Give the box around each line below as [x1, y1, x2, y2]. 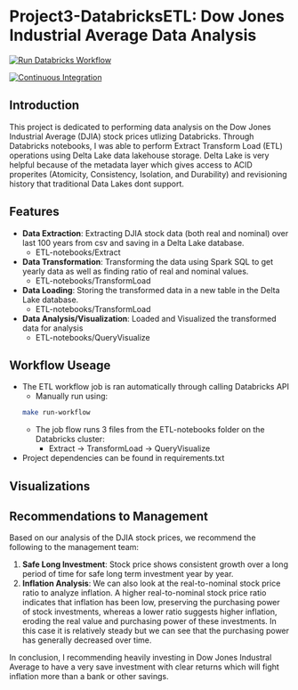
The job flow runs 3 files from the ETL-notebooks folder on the [35, 424, 265, 435]
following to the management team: [9, 542, 140, 553]
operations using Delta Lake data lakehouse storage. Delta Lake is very [9, 150, 270, 160]
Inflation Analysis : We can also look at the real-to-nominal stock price [21, 578, 281, 589]
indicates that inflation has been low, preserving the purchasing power [21, 597, 280, 608]
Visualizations [9, 479, 91, 494]
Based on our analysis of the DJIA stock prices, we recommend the [9, 532, 256, 543]
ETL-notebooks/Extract [35, 247, 122, 258]
